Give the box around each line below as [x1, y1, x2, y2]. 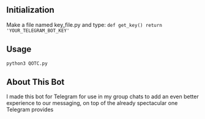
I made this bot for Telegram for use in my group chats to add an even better [6, 93, 199, 100]
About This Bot [6, 77, 65, 87]
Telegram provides [6, 106, 54, 114]
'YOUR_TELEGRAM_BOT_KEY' [6, 27, 70, 34]
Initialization [6, 5, 55, 15]
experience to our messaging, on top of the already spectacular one [6, 99, 178, 107]
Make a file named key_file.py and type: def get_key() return [6, 21, 162, 28]
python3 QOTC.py [6, 60, 48, 67]
